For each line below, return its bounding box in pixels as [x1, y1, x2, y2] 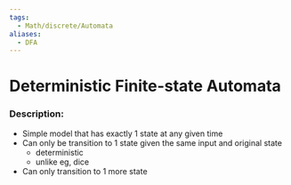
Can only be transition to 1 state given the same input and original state [21, 137, 283, 148]
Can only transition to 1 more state [21, 165, 149, 176]
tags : [9, 12, 29, 22]
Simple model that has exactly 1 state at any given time [21, 128, 223, 139]
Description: [9, 108, 64, 120]
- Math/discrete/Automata [17, 21, 114, 30]
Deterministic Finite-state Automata [9, 76, 282, 96]
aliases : [9, 29, 42, 38]
